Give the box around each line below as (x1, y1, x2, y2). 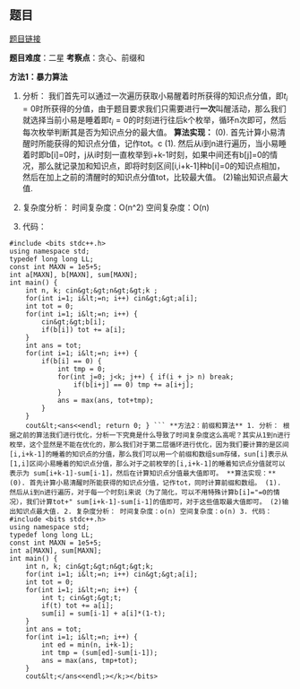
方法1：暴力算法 (9, 71, 69, 82)
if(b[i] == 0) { (41, 357, 102, 366)
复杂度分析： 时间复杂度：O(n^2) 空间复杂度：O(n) (21, 202, 210, 213)
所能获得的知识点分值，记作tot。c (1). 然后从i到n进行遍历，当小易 (38, 138, 279, 149)
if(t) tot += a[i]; (41, 601, 115, 611)
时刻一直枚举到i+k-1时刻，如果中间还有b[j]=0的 (95, 150, 270, 161)
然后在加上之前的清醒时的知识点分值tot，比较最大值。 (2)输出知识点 (21, 172, 273, 183)
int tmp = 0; (56, 365, 106, 374)
